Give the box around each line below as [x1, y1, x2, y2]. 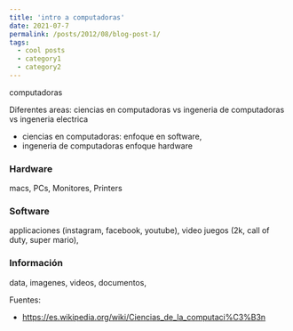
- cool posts [17, 46, 66, 55]
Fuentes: [9, 295, 42, 305]
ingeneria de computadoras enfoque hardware [21, 140, 194, 151]
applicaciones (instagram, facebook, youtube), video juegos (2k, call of [9, 225, 270, 236]
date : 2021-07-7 [9, 21, 69, 30]
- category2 [17, 63, 62, 72]
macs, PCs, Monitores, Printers [9, 183, 123, 194]
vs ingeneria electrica [9, 113, 89, 125]
